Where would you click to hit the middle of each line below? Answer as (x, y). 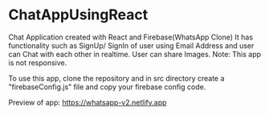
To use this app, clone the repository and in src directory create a (116, 78)
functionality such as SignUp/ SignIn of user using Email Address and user (131, 45)
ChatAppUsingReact (78, 15)
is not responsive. (38, 63)
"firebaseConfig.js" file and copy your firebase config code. (107, 87)
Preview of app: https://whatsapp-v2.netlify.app (88, 102)
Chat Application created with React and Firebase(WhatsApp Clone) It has (131, 37)
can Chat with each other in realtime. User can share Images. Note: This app (135, 54)
